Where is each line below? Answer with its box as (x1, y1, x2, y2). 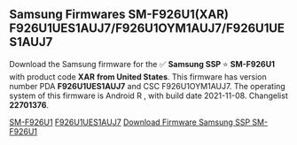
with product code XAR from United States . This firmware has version (9, 71, 268, 82)
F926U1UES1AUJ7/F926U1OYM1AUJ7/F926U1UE (9, 21, 285, 36)
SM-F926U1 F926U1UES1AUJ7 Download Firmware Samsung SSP (9, 117, 251, 127)
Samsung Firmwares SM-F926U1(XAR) (9, 7, 229, 22)
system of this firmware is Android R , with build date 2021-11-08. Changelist (9, 90, 288, 101)
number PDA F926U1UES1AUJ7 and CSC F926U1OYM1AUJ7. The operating (9, 80, 285, 91)
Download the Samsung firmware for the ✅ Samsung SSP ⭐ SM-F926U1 (9, 58, 275, 69)
